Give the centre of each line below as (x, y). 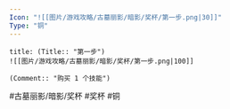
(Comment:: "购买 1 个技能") (60, 78)
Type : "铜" (29, 26)
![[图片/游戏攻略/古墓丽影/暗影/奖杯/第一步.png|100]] (102, 61)
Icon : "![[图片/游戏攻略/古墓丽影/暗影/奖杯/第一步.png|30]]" (116, 17)
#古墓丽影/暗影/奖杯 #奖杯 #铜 (65, 96)
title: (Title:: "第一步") (57, 51)
